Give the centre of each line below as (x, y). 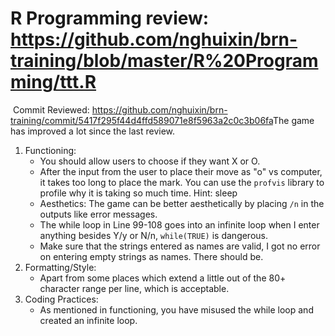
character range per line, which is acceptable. (134, 288)
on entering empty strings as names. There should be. (151, 256)
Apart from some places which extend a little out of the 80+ (163, 278)
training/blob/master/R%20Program (164, 61)
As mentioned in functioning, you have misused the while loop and (176, 309)
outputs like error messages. (98, 214)
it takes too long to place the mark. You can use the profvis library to (182, 182)
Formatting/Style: (60, 267)
